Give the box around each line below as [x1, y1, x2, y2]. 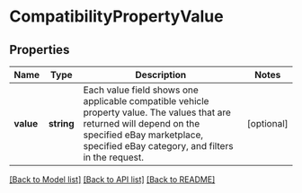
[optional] [246, 118, 289, 129]
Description [135, 69, 187, 81]
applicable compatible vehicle [83, 95, 209, 107]
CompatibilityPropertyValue [9, 6, 224, 27]
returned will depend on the [83, 118, 200, 129]
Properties [9, 42, 70, 57]
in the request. [83, 151, 145, 163]
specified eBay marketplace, [83, 128, 204, 141]
